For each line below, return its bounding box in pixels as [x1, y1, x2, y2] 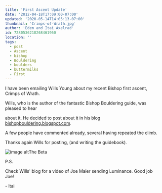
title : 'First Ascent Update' [5, 7, 68, 12]
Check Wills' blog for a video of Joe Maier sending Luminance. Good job [5, 168, 153, 174]
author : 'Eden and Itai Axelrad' [5, 26, 74, 31]
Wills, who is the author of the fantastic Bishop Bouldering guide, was [5, 100, 147, 106]
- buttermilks [9, 67, 39, 72]
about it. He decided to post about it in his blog [5, 115, 101, 121]
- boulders [9, 62, 32, 67]
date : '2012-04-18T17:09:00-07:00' [5, 12, 79, 17]
